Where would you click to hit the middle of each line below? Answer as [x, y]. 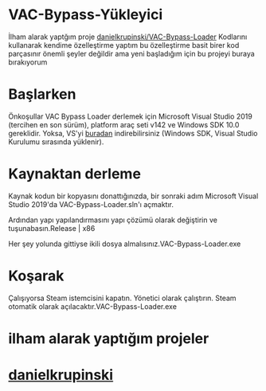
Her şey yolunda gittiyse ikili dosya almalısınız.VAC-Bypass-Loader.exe [125, 244]
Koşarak [36, 276]
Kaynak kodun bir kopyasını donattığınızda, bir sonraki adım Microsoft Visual [133, 196]
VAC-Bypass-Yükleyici [86, 15]
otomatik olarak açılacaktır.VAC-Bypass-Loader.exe [93, 306]
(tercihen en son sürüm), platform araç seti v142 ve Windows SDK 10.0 [124, 124]
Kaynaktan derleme [75, 174]
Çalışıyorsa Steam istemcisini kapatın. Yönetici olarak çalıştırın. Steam [122, 298]
